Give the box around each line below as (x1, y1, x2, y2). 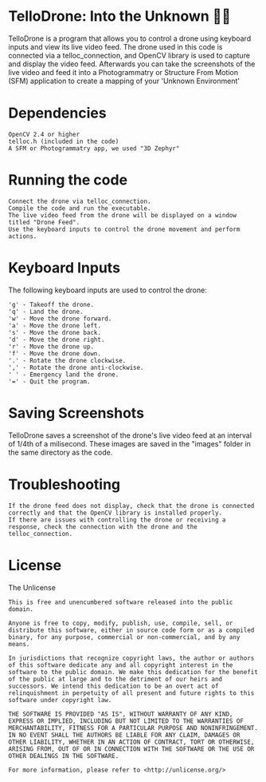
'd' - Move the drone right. (8, 335, 105, 343)
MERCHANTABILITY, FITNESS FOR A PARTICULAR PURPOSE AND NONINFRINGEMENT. (8, 724, 259, 732)
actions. (8, 232, 37, 240)
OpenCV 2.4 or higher (8, 130, 80, 138)
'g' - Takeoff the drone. (8, 300, 94, 308)
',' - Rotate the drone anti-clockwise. (8, 363, 145, 371)
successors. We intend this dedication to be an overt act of (8, 682, 219, 690)
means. (8, 640, 30, 648)
